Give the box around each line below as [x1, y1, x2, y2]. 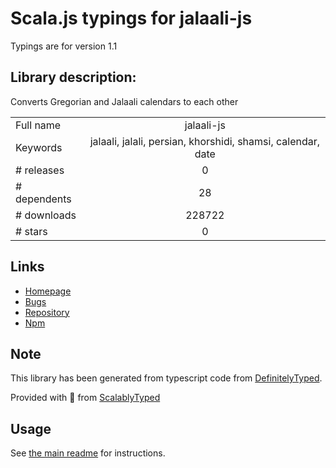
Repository [24, 306, 70, 318]
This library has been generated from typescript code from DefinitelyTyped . [10, 372, 323, 384]
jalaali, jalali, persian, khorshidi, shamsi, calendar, [89, 134, 321, 148]
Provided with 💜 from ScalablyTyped [10, 392, 161, 404]
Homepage [24, 285, 72, 297]
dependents [15, 192, 72, 206]
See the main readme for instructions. [10, 447, 166, 459]
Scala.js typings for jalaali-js [10, 7, 253, 30]
